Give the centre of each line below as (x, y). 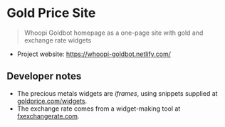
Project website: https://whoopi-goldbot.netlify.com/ (94, 54)
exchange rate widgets (58, 40)
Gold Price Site (51, 13)
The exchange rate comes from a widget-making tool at (99, 109)
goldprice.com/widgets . (52, 101)
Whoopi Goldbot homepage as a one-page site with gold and (114, 33)
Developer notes (44, 76)
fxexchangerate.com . (48, 116)
